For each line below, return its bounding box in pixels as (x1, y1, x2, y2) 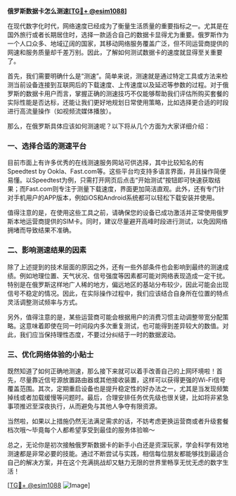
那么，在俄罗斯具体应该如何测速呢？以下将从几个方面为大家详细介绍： (7, 122, 211, 130)
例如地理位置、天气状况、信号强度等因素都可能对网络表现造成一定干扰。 (19, 271, 229, 280)
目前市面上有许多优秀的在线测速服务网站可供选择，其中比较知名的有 (7, 158, 204, 167)
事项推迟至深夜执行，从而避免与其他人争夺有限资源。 (7, 402, 162, 410)
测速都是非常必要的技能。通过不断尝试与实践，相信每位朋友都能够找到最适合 (7, 449, 229, 457)
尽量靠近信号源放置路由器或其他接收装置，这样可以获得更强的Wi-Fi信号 (19, 375, 226, 384)
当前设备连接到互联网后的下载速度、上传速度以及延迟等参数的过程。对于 (13, 81, 223, 89)
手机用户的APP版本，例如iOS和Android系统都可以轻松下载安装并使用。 (13, 193, 219, 202)
